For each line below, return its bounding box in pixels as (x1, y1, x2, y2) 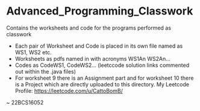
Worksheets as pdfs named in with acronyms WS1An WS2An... (14, 55, 170, 62)
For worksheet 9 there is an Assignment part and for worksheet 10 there (14, 74, 194, 81)
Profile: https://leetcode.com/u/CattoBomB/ (14, 87, 123, 94)
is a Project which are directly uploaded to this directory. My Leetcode (14, 80, 190, 88)
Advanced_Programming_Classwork (6, 4, 193, 18)
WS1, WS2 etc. (14, 48, 52, 55)
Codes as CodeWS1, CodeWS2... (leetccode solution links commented (14, 62, 190, 69)
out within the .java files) (14, 68, 77, 75)
